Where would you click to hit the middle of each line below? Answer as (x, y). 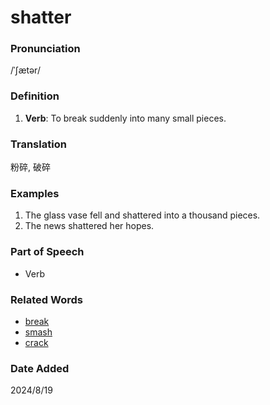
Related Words (46, 299)
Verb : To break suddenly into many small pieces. (125, 118)
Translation (38, 144)
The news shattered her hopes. (89, 226)
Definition (35, 96)
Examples (35, 193)
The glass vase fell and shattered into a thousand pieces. (142, 215)
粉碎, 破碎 (30, 167)
